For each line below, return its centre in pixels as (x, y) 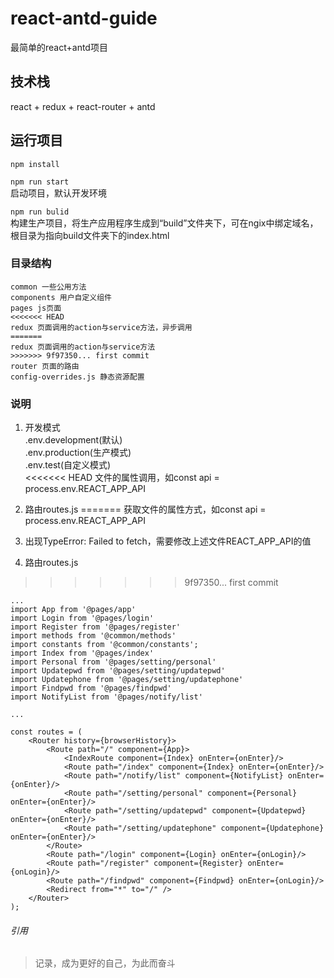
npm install (35, 164)
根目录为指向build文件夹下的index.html (90, 235)
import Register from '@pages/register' (96, 627)
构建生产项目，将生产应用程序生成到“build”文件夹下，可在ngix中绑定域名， (164, 223)
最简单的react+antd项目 (59, 47)
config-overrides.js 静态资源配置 (77, 377)
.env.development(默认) (73, 440)
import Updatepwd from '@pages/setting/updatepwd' (118, 671)
